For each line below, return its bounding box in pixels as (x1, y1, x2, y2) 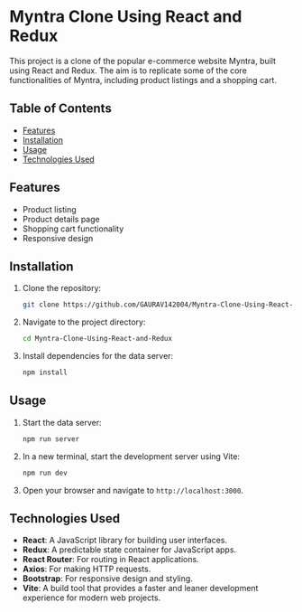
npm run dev (22, 468, 68, 477)
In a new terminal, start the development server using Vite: (22, 450, 241, 462)
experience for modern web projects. (22, 592, 161, 603)
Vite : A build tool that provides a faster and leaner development (22, 583, 259, 594)
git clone (22, 300, 60, 309)
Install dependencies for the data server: (22, 351, 174, 362)
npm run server (22, 434, 80, 444)
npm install (22, 368, 68, 377)
